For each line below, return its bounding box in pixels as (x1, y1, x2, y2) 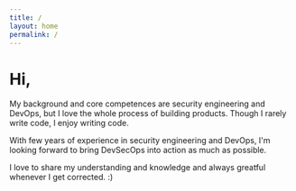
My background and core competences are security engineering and (9, 98, 266, 109)
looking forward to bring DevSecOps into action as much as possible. (9, 145, 267, 156)
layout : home (9, 22, 59, 31)
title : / (9, 13, 42, 23)
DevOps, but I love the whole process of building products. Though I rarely (9, 108, 287, 119)
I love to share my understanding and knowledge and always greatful (9, 162, 266, 173)
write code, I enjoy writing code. (9, 118, 129, 129)
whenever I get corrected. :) (9, 172, 114, 183)
